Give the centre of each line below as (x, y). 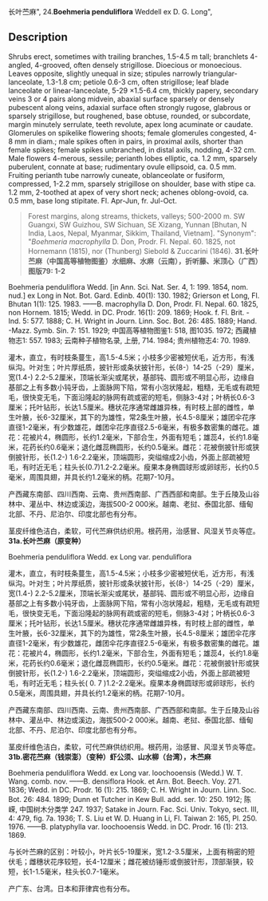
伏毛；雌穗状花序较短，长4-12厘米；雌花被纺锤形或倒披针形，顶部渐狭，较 (131, 861)
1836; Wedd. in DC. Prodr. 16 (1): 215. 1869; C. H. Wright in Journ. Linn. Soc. (132, 789)
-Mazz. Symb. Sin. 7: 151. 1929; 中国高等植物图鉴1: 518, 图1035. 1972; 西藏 (129, 330)
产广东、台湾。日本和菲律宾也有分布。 (71, 888)
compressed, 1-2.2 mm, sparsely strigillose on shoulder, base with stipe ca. (132, 184)
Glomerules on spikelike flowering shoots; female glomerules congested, (128, 132)
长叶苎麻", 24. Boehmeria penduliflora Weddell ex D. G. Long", (110, 12)
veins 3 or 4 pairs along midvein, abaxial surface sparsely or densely (121, 99)
